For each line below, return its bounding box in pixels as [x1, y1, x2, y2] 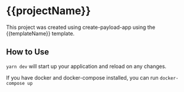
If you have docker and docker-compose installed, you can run [6, 74, 159, 81]
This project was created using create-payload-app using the [6, 24, 156, 31]
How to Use [6, 47, 50, 57]
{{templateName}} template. [6, 29, 75, 37]
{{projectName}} [6, 4, 91, 18]
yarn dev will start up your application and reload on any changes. [6, 63, 167, 70]
